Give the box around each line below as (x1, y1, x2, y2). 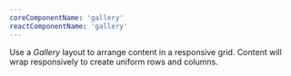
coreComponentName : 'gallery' (9, 13, 125, 23)
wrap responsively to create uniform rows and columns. (9, 56, 218, 67)
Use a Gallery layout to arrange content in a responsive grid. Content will (9, 46, 282, 57)
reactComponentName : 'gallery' (9, 22, 128, 31)
